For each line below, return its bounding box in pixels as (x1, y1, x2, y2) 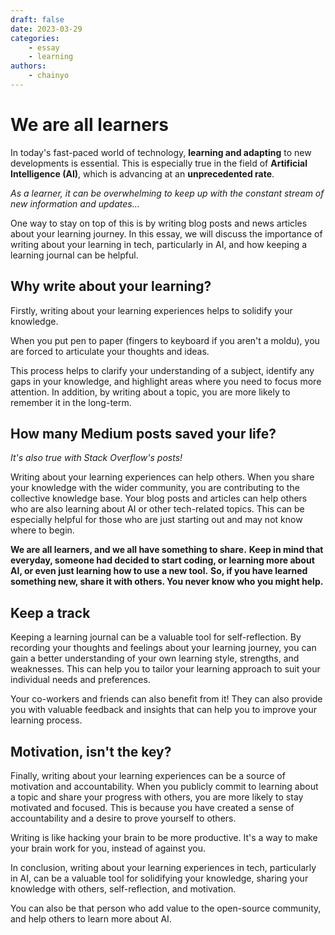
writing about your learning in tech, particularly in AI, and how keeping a (10, 238, 308, 250)
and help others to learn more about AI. (10, 913, 172, 925)
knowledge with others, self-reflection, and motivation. (10, 883, 237, 895)
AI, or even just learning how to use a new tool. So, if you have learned (10, 565, 308, 577)
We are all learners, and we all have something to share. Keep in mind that (10, 544, 324, 556)
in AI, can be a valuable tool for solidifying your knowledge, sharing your (10, 872, 309, 885)
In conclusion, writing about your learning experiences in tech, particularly (10, 862, 317, 874)
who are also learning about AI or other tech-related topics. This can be (10, 503, 305, 515)
